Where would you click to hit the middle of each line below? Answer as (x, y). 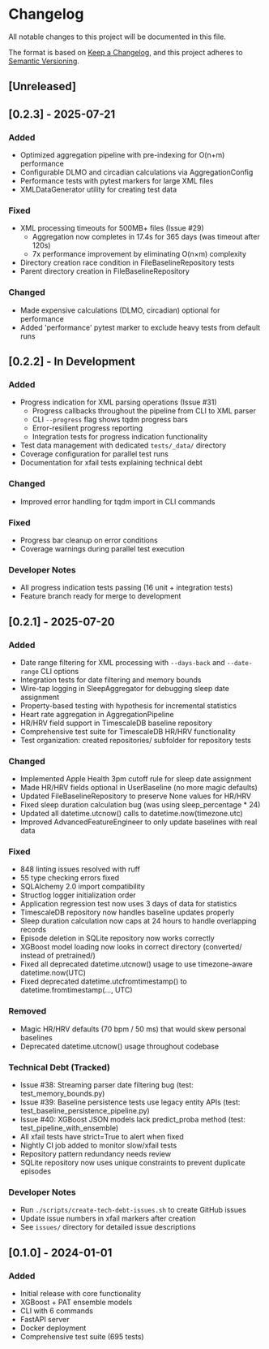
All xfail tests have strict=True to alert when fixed (102, 1137)
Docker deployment (53, 1328)
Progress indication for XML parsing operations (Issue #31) (118, 402)
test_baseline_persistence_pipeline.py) (85, 1111)
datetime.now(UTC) (53, 973)
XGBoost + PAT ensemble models (76, 1302)
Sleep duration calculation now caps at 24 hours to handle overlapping (138, 921)
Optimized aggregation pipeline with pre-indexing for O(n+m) (122, 155)
